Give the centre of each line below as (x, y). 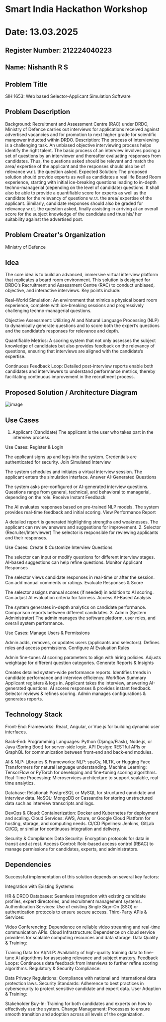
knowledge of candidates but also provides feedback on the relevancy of (80, 346)
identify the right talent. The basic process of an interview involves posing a (83, 150)
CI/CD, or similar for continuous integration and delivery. (63, 829)
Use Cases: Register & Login (34, 447)
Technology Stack (34, 715)
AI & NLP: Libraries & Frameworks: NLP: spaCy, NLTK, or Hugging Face (78, 762)
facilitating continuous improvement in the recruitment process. (70, 377)
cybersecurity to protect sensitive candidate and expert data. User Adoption (83, 989)
